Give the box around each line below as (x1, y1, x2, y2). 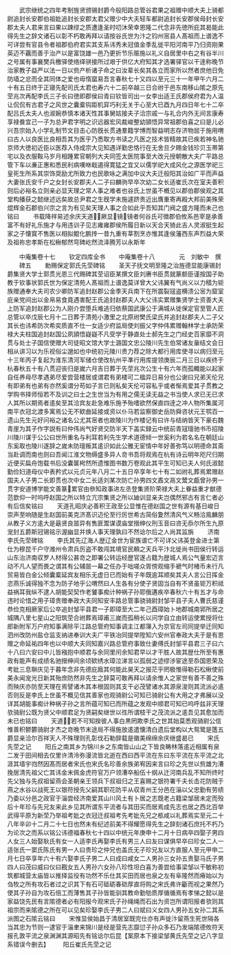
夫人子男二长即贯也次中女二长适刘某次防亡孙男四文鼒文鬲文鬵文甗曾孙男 (12, 476, 218, 484)
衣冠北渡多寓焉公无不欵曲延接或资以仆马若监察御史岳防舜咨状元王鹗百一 (19, 408, 224, 415)
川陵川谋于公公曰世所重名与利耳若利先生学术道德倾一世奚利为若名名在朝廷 (7, 433, 218, 441)
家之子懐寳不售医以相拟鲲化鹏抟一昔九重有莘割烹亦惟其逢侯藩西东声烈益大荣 (7, 230, 224, 237)
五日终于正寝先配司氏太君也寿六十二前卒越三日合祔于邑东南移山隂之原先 (19, 83, 224, 91)
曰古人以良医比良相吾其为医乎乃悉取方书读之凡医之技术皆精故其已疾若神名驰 (7, 135, 224, 143)
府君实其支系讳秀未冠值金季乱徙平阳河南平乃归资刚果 (73, 41, 224, 48)
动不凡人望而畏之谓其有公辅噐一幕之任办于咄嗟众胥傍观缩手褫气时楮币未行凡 (7, 562, 224, 570)
